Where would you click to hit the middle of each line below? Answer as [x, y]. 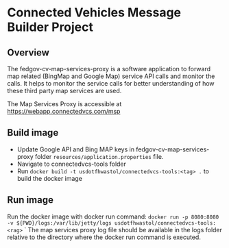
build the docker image [49, 178]
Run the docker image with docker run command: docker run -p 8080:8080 [113, 216]
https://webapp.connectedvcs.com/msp [64, 111]
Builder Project [50, 27]
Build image [33, 133]
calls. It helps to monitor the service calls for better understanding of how [111, 83]
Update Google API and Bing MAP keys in [76, 149]
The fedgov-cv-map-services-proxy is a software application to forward [109, 69]
